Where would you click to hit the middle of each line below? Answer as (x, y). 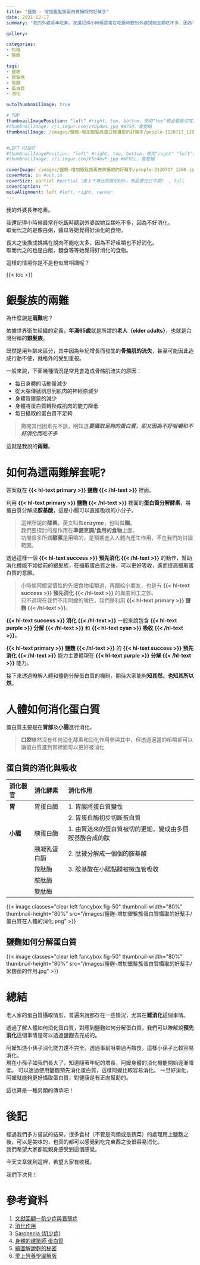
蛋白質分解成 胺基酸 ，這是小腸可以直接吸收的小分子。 (71, 510)
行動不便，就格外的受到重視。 (48, 358)
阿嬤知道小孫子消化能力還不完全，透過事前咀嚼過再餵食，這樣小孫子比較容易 (100, 1047)
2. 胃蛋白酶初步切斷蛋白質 (104, 818)
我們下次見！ (22, 1174)
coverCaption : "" (28, 186)
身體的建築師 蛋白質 (39, 1241)
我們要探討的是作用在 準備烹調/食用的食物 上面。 (79, 531)
